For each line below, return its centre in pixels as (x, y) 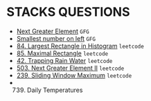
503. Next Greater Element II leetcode (70, 68)
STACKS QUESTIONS (68, 12)
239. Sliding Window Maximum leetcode (74, 75)
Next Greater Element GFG (53, 31)
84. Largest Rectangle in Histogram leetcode (80, 46)
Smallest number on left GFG (56, 38)
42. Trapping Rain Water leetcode (64, 60)
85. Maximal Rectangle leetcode (62, 53)
